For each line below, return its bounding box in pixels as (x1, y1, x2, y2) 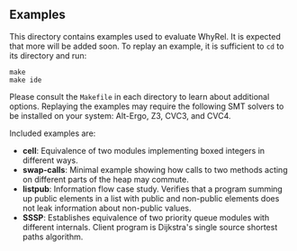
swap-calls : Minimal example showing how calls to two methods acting (22, 164, 288, 175)
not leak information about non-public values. (22, 202, 192, 213)
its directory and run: (9, 49, 87, 61)
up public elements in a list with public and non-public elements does (22, 193, 280, 203)
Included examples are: (9, 128, 96, 139)
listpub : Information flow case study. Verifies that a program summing (22, 184, 283, 194)
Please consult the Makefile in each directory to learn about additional (9, 91, 270, 102)
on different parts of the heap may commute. (22, 174, 189, 184)
